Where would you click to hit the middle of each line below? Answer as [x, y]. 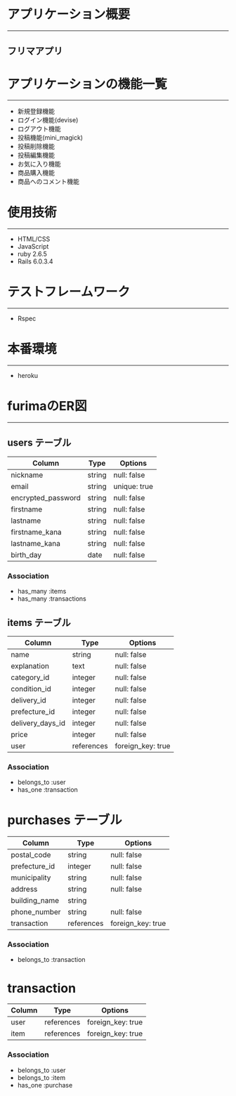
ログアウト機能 [39, 129]
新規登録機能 [36, 111]
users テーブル [39, 443]
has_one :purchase [45, 1085]
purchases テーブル [65, 820]
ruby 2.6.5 [32, 254]
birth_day [26, 554]
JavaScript [33, 247]
